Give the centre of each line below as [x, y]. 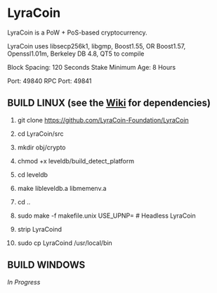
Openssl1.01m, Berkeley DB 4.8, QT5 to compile [76, 54]
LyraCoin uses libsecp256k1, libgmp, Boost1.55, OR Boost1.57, [97, 46]
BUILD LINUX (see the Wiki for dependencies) [109, 103]
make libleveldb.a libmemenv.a [62, 188]
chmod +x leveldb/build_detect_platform [76, 161]
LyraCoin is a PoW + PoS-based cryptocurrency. [77, 32]
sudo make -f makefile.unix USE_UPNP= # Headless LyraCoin [107, 216]
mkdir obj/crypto [41, 147]
